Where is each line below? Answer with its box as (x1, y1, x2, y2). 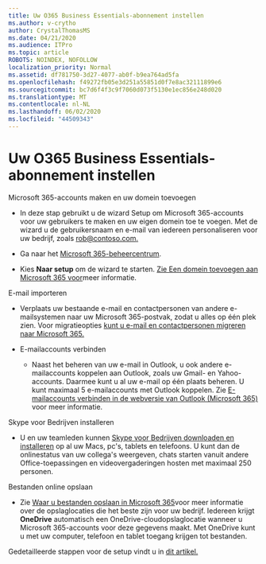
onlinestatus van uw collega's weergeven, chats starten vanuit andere (19, 449, 249, 459)
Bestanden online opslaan (8, 482, 93, 492)
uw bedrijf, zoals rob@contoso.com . (19, 233, 139, 243)
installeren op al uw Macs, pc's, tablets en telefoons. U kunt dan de (19, 441, 240, 450)
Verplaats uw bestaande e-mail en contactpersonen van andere (19, 303, 229, 313)
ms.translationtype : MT (8, 93, 87, 101)
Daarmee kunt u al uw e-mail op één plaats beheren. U (66, 376, 245, 386)
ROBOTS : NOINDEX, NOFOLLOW (8, 56, 98, 64)
